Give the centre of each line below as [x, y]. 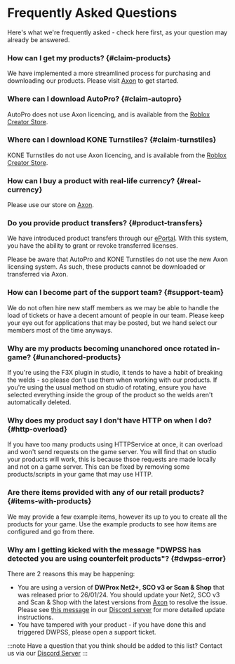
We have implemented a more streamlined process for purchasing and [109, 73]
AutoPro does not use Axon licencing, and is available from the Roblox [109, 114]
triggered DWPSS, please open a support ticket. [87, 632]
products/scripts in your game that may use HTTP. [80, 474]
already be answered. [39, 39]
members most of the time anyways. [60, 330]
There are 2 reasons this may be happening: [71, 573]
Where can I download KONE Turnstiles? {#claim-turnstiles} [112, 140]
